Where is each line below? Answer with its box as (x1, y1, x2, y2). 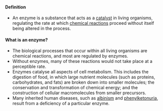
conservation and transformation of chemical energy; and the (12, 85, 138, 91)
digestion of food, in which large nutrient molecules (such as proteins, (12, 74, 156, 80)
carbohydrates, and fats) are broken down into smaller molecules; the (12, 79, 155, 85)
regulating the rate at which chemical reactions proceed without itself (12, 20, 155, 26)
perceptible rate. (12, 63, 47, 69)
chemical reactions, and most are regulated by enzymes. (12, 53, 129, 59)
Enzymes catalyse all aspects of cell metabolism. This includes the (12, 69, 149, 75)
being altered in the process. (12, 25, 71, 32)
